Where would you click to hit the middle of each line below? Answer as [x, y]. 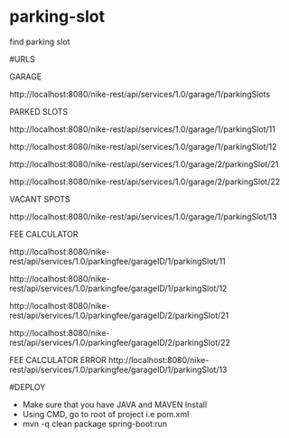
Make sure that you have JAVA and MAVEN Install [115, 405]
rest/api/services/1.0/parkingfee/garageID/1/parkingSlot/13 [118, 369]
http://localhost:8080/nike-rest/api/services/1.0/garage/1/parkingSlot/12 [143, 146]
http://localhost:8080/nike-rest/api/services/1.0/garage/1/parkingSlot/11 [142, 129]
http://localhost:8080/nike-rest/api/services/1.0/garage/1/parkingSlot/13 [143, 216]
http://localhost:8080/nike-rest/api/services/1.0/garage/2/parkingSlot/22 [145, 182]
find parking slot [40, 42]
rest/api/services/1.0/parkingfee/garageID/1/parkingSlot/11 [117, 261]
